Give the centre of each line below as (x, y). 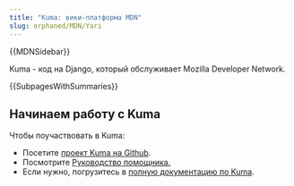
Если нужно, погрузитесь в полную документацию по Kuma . (138, 172)
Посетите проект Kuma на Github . (86, 153)
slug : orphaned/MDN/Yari (56, 26)
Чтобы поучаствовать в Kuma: (67, 136)
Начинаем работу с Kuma (85, 114)
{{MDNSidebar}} (40, 51)
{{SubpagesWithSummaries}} (64, 86)
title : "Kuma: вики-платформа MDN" (76, 17)
